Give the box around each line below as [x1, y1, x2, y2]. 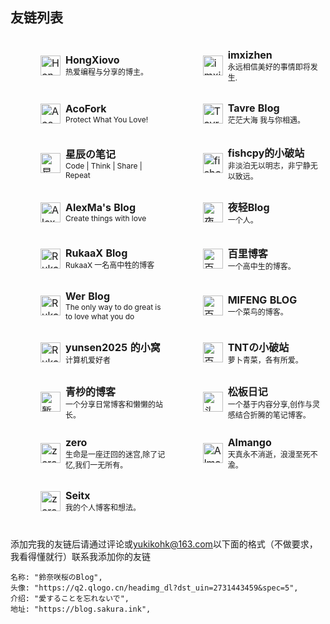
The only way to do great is [65, 301, 162, 312]
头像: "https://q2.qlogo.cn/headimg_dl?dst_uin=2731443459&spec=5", [10, 583, 299, 593]
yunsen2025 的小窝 [65, 341, 161, 355]
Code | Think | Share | [65, 160, 143, 171]
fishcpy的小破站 [227, 146, 305, 160]
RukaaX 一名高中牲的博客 [65, 260, 155, 271]
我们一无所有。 [74, 459, 128, 470]
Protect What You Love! [65, 114, 149, 125]
